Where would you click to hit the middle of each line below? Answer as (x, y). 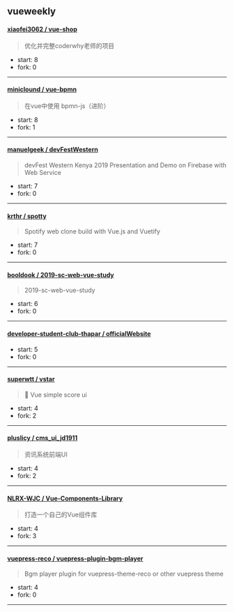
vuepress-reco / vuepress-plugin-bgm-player (75, 558)
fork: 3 (27, 536)
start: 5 (28, 349)
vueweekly (32, 12)
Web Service (42, 173)
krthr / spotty (27, 216)
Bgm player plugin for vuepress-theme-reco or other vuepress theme (124, 574)
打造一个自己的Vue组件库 (61, 514)
